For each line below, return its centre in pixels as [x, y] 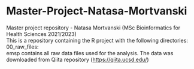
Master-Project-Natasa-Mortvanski [97, 11]
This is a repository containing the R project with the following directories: [97, 40]
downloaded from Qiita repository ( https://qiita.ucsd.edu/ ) [78, 59]
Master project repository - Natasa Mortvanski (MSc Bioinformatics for [93, 28]
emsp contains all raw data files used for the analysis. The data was [90, 53]
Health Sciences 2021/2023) [41, 34]
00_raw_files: [22, 47]
